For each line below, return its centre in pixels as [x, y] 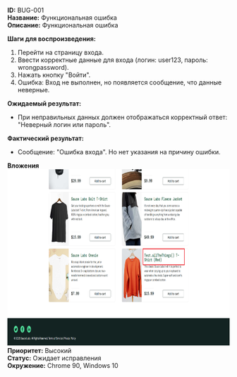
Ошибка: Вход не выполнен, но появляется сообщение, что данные [120, 82]
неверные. [34, 90]
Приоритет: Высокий [39, 351]
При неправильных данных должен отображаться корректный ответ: [122, 117]
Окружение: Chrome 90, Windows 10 [63, 365]
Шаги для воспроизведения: [52, 39]
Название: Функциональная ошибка [62, 18]
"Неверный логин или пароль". [64, 125]
